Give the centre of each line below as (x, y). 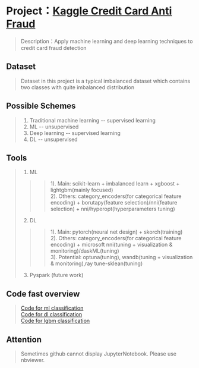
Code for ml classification (52, 308)
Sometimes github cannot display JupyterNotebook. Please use (99, 354)
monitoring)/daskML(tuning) (85, 251)
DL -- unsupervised (54, 139)
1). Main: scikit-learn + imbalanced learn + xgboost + (115, 184)
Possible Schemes (41, 106)
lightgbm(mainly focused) (82, 190)
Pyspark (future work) (56, 275)
